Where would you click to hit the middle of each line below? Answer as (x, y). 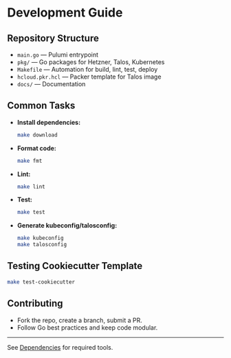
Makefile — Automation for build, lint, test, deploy (87, 69)
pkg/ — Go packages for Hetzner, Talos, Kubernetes (91, 62)
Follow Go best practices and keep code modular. (87, 327)
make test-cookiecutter (41, 282)
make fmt (30, 161)
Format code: (37, 148)
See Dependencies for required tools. (60, 347)
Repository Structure (53, 38)
